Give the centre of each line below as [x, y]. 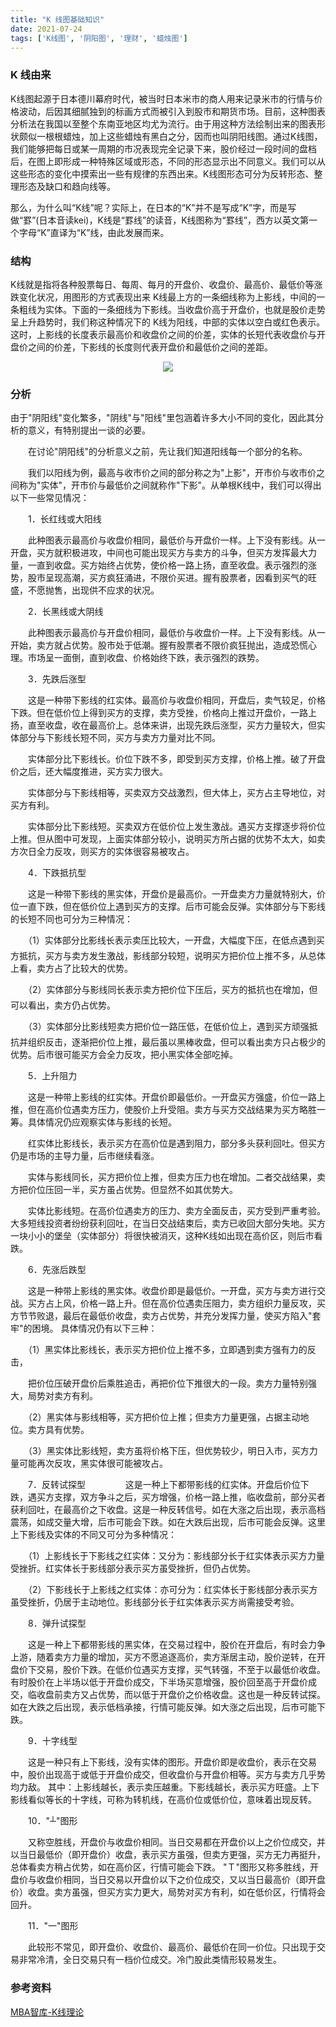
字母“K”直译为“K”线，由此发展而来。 [94, 232]
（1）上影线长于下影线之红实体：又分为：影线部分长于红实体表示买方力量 [176, 1556]
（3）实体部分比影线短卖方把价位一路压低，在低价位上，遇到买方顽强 [168, 1027]
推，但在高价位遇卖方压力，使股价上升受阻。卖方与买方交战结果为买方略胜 [163, 1110]
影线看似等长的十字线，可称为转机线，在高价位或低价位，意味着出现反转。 [163, 1800]
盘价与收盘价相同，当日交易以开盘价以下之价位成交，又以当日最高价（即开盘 [168, 1880]
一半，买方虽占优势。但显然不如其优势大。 [150, 1190]
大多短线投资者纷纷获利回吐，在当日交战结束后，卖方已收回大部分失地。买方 [168, 1223]
